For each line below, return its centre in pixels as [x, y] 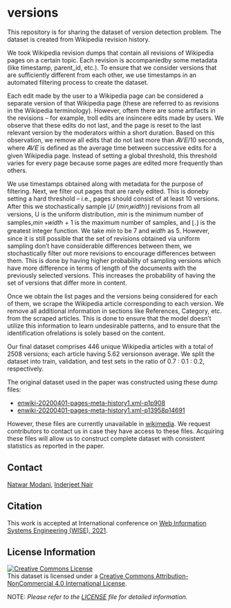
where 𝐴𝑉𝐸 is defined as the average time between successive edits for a [112, 148]
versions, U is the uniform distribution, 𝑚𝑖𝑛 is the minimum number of [105, 214]
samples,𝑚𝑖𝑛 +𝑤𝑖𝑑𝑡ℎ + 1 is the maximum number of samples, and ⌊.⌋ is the [112, 222]
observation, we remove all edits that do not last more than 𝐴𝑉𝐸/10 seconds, [116, 140]
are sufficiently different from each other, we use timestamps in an [102, 75]
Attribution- [172, 576]
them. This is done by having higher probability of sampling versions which [114, 260]
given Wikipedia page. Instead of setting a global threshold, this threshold [112, 155]
